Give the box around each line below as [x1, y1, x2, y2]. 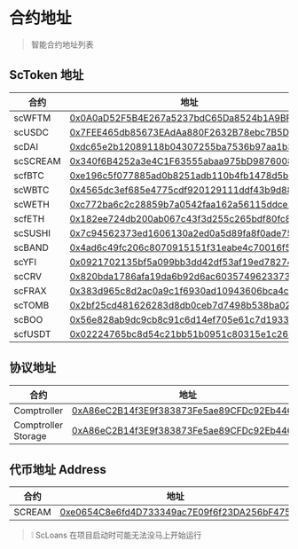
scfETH [13, 212, 45, 224]
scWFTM [13, 112, 51, 124]
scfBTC [13, 169, 44, 182]
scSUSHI [13, 227, 51, 239]
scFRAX [13, 285, 47, 297]
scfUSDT [13, 327, 51, 340]
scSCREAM [13, 154, 61, 167]
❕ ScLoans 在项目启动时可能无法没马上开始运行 [30, 529, 202, 541]
